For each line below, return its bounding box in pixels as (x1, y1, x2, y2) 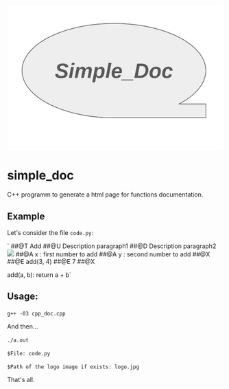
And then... (7, 322, 38, 331)
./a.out (7, 337, 29, 344)
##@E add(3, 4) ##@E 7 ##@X (7, 257, 95, 265)
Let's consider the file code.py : (7, 228, 94, 236)
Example (7, 210, 45, 222)
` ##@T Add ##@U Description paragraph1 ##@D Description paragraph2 (7, 242, 217, 250)
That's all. (7, 375, 35, 384)
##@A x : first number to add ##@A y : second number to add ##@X (15, 249, 210, 258)
